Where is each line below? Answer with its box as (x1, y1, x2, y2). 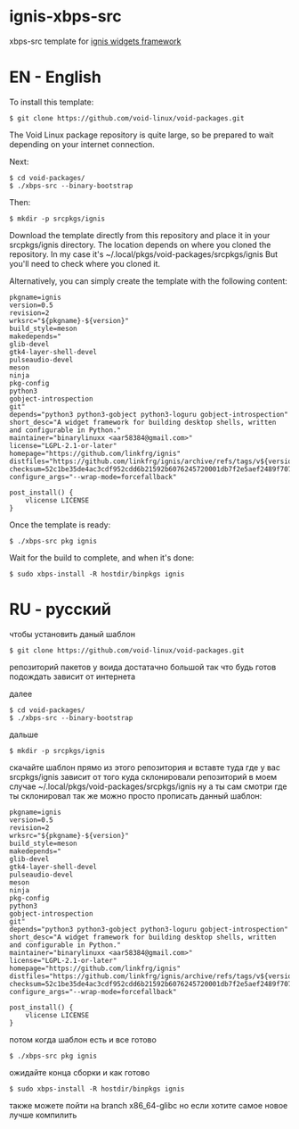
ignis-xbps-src (9, 6, 122, 27)
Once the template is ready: (9, 519, 111, 530)
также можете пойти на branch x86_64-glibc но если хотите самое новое (9, 1100, 288, 1110)
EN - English (9, 67, 102, 87)
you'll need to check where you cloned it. (9, 258, 161, 269)
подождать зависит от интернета (9, 671, 136, 682)
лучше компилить (9, 1109, 77, 1120)
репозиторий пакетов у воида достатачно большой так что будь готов (9, 661, 277, 672)
